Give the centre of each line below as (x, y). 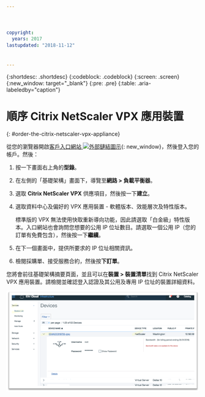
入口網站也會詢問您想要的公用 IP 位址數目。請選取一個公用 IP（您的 (111, 227)
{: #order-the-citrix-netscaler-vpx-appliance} (63, 134)
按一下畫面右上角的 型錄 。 (47, 167)
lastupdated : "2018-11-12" (41, 45)
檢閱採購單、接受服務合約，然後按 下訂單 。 (69, 261)
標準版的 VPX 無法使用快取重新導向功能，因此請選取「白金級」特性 (100, 219)
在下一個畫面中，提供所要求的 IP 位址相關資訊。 (76, 248)
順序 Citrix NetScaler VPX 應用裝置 (95, 116)
